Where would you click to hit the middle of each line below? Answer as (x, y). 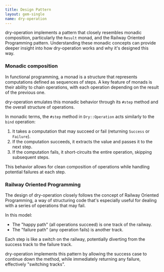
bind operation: (20, 122)
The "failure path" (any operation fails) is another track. (68, 229)
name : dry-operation (26, 19)
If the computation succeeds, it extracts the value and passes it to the (82, 141)
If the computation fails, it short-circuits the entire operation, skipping (82, 152)
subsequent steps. (31, 157)
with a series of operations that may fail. (45, 205)
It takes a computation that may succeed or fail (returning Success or (81, 131)
